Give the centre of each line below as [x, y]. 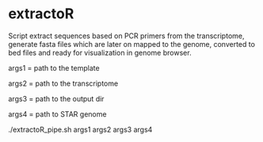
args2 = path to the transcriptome [63, 83]
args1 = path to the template [54, 67]
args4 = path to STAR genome [57, 114]
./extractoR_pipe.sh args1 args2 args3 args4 [80, 129]
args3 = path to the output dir [56, 98]
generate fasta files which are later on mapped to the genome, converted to [132, 44]
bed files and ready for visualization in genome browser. [100, 52]
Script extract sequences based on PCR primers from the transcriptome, [126, 36]
